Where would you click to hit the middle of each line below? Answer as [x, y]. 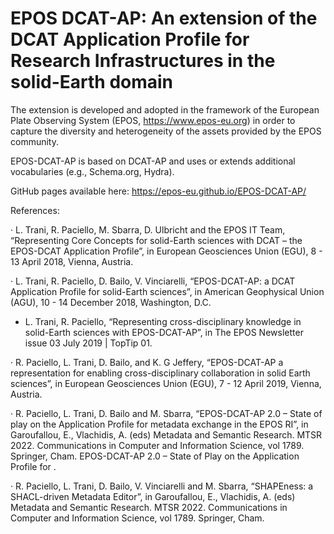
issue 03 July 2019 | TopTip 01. [88, 343]
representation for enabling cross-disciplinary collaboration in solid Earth [160, 373]
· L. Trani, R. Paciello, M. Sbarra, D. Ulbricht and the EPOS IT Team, [148, 229]
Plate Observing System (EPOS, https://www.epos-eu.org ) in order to [153, 120]
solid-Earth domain [92, 82]
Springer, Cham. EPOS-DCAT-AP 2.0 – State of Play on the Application [155, 456]
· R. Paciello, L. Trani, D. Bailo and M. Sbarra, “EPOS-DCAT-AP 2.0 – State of [166, 413]
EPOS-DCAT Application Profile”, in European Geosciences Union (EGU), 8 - [166, 251]
